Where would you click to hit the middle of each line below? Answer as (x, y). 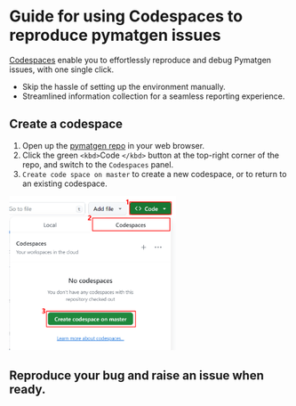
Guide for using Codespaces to (126, 16)
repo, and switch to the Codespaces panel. (98, 164)
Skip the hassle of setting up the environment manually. (124, 86)
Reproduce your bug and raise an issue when (137, 375)
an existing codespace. (65, 183)
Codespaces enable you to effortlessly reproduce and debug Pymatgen (140, 60)
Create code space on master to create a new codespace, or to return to (154, 174)
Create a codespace (66, 124)
